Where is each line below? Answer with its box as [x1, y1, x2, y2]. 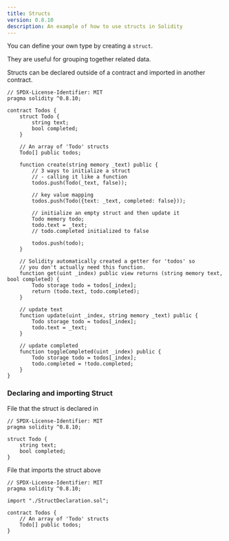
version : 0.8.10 [7, 17, 54, 23]
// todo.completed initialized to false [32, 228, 149, 235]
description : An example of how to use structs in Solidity [7, 23, 184, 30]
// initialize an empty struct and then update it [32, 210, 180, 217]
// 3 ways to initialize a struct [32, 167, 131, 174]
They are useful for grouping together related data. [7, 55, 151, 63]
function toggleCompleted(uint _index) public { [19, 349, 162, 356]
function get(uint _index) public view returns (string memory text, [19, 270, 223, 277]
